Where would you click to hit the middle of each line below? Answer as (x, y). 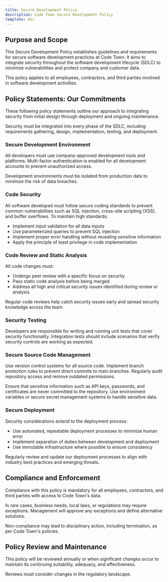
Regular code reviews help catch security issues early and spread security (82, 302)
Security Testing (26, 320)
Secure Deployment (30, 410)
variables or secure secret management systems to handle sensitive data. (81, 397)
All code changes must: (30, 266)
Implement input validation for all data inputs (58, 226)
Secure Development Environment (48, 144)
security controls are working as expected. (49, 342)
